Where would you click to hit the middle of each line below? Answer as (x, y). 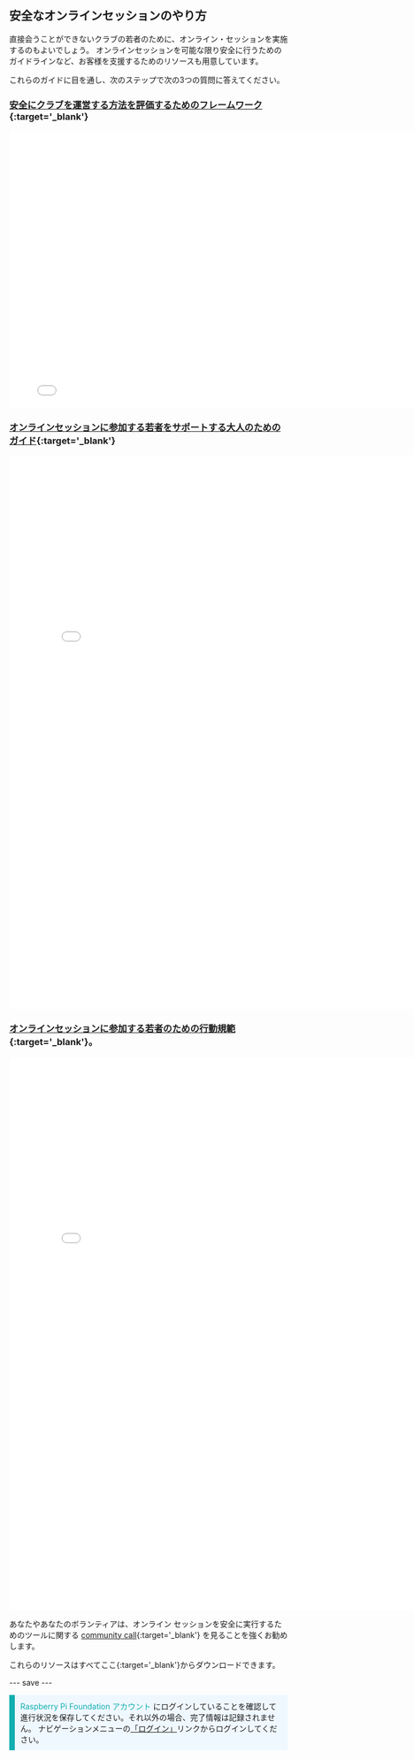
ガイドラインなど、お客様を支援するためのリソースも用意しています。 (136, 61)
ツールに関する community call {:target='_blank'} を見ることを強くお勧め (156, 1634)
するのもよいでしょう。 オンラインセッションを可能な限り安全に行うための (146, 50)
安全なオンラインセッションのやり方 (108, 16)
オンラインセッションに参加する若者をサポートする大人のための (145, 427)
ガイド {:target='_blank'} (63, 441)
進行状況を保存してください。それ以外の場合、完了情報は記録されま (144, 1717)
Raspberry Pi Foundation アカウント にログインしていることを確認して (149, 1706)
